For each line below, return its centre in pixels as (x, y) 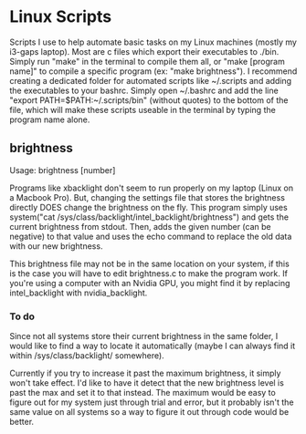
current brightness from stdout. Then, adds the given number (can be (140, 226)
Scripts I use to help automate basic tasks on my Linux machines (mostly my (153, 42)
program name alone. (50, 119)
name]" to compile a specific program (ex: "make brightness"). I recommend (153, 71)
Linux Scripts (61, 17)
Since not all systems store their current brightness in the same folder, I (144, 336)
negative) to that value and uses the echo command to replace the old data (151, 236)
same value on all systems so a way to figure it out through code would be (149, 412)
